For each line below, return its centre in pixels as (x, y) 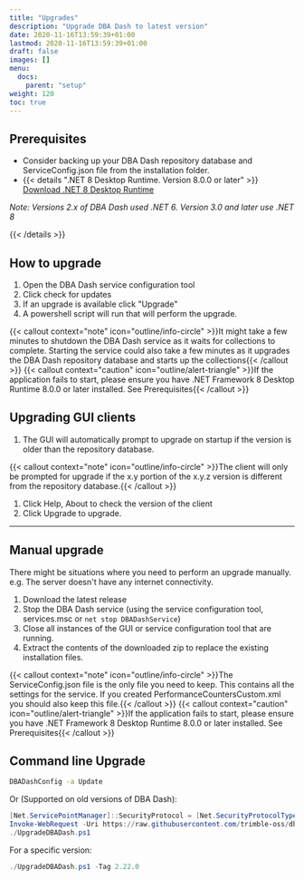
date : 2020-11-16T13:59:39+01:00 (72, 34)
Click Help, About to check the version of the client (117, 504)
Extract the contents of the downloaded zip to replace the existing (146, 647)
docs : (28, 77)
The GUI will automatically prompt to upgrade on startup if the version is (157, 439)
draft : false (34, 52)
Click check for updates (67, 294)
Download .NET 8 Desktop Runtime (88, 190)
